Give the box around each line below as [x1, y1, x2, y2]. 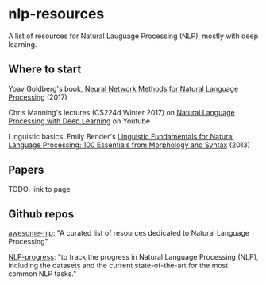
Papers [8, 163, 44, 177]
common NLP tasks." [8, 269, 77, 279]
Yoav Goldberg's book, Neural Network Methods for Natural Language [8, 84, 239, 93]
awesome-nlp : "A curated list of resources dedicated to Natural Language [8, 228, 250, 238]
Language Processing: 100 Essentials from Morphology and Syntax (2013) [8, 140, 251, 150]
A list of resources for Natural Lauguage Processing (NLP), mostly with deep [8, 31, 259, 41]
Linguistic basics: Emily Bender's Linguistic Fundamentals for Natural [8, 131, 234, 141]
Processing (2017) [8, 92, 67, 102]
